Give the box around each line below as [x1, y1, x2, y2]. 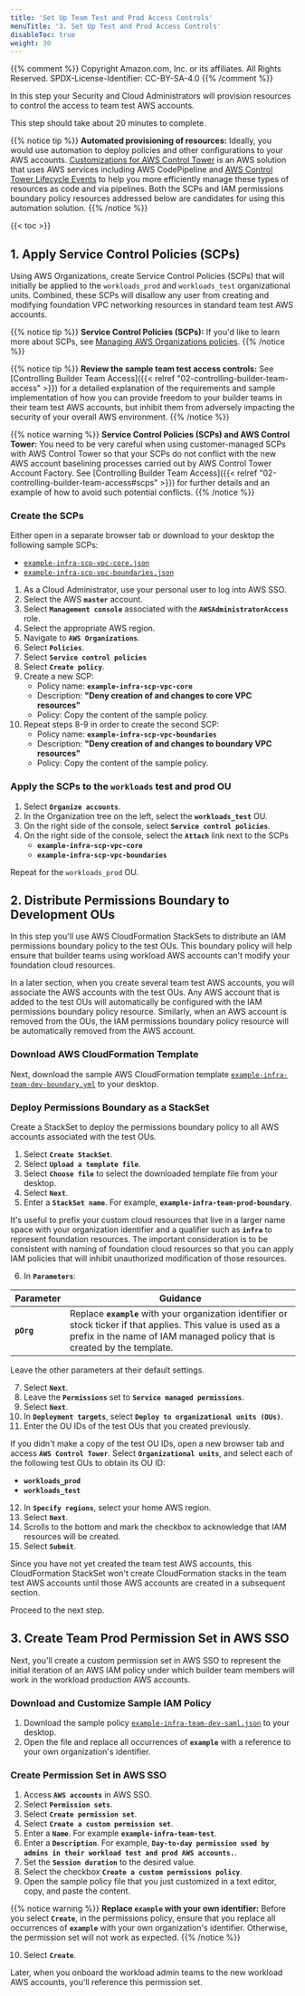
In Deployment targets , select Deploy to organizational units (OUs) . [23, 1411, 283, 1422]
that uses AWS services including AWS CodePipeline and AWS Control [10, 164, 273, 175]
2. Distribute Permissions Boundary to [10, 893, 230, 909]
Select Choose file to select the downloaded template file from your [23, 1168, 279, 1179]
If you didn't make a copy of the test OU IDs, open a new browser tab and [10, 1438, 285, 1450]
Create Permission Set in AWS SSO [10, 1769, 167, 1781]
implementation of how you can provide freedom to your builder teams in [10, 392, 283, 403]
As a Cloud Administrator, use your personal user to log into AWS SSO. [23, 584, 287, 595]
